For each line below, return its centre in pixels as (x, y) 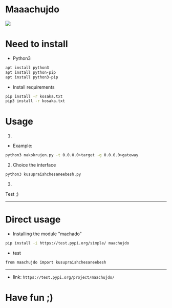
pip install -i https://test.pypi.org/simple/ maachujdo (67, 243)
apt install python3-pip (32, 77)
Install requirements (34, 87)
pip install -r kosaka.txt (34, 96)
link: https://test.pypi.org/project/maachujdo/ (63, 277)
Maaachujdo (33, 9)
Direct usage (33, 220)
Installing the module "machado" (47, 234)
